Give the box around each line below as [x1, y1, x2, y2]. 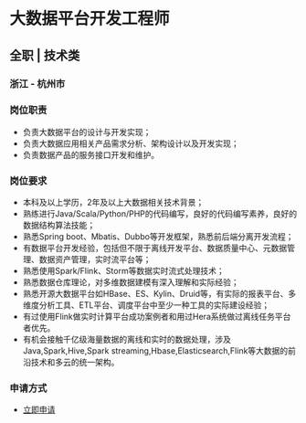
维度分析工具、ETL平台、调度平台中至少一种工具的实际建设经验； [22, 300, 270, 311]
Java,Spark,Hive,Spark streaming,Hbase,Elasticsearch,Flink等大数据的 [22, 345, 289, 356]
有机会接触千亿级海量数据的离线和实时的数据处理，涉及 [22, 334, 231, 345]
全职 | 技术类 [9, 48, 80, 63]
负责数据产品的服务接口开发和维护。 [22, 149, 160, 160]
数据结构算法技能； [22, 220, 96, 231]
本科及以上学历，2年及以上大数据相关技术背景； [22, 197, 205, 208]
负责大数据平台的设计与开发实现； [22, 126, 152, 137]
